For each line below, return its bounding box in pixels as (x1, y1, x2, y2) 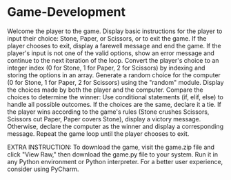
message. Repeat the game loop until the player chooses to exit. (7, 129, 190, 138)
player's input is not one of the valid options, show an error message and (7, 49, 215, 57)
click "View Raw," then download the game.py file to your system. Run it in (7, 150, 219, 159)
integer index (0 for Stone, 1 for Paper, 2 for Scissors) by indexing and (7, 63, 205, 72)
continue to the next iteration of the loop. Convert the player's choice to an (7, 56, 219, 64)
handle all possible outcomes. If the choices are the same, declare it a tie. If (7, 100, 222, 108)
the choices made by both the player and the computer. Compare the (7, 86, 203, 94)
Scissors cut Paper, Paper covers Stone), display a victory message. (7, 114, 201, 123)
